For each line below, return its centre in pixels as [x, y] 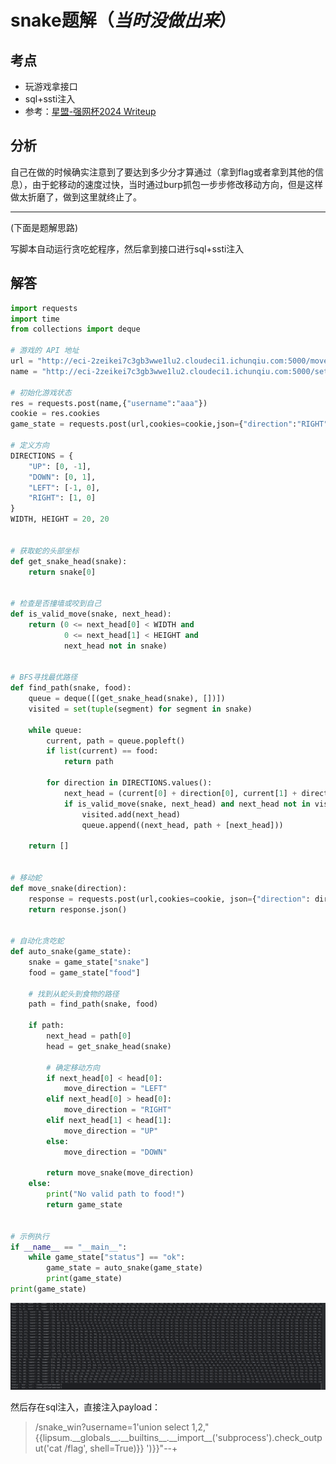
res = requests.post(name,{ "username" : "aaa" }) [109, 403]
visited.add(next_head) [131, 814]
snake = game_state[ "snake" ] [89, 962]
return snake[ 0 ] [62, 572]
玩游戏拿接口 [51, 86]
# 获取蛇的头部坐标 [45, 551]
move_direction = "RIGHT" [117, 1110]
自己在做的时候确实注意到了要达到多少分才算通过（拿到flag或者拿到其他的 [163, 172]
